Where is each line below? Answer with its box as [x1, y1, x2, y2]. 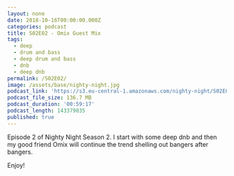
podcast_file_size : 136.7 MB [7, 95, 92, 102]
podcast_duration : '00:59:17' [7, 101, 95, 108]
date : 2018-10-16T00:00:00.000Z [7, 17, 101, 24]
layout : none [7, 10, 45, 17]
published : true [7, 113, 54, 120]
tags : [7, 36, 23, 43]
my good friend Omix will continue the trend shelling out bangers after [7, 140, 209, 148]
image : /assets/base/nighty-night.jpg [7, 81, 120, 88]
